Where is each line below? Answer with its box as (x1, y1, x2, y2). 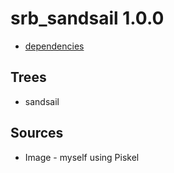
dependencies (24, 40, 85, 52)
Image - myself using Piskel (24, 151, 140, 163)
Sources (10, 125, 64, 142)
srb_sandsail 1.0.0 (10, 7, 165, 30)
